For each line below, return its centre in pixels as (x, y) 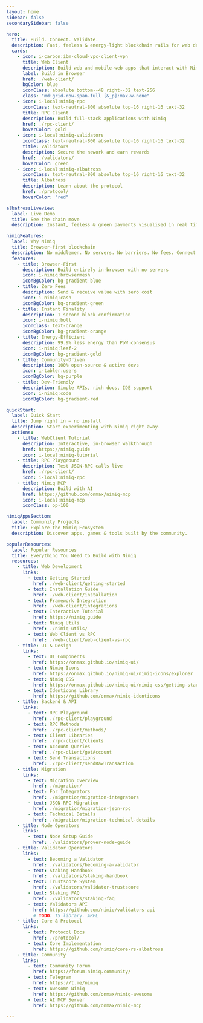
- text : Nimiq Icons (54, 668)
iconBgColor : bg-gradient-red (60, 399)
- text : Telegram (50, 978)
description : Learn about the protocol (72, 186)
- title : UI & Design (44, 646)
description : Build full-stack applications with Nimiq (94, 119)
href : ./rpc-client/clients (68, 741)
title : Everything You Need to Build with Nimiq (74, 555)
